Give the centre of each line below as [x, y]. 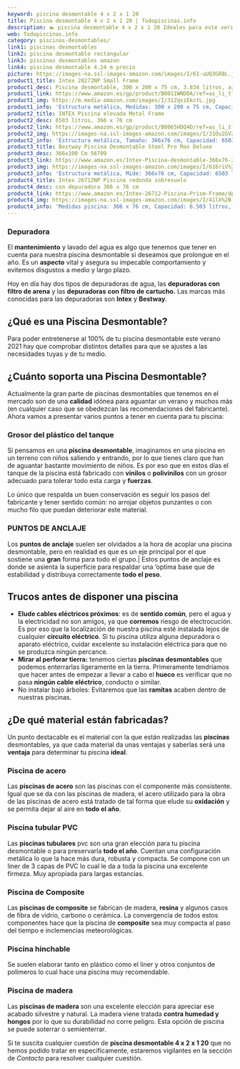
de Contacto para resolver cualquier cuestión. [75, 1058]
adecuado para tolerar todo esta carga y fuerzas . [80, 481]
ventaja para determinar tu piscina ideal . [67, 752]
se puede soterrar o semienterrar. [57, 1029]
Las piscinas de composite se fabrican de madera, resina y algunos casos [118, 908]
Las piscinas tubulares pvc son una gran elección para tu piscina [104, 843]
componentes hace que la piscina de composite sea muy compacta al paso [119, 923]
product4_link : [30, 194]
